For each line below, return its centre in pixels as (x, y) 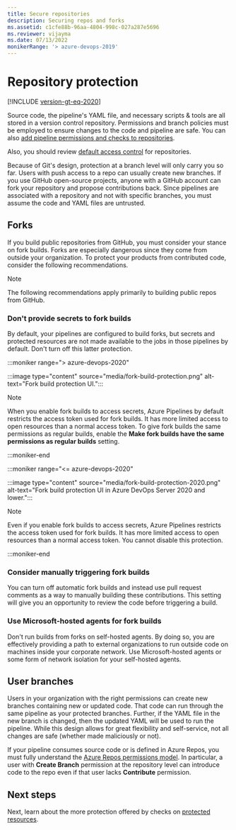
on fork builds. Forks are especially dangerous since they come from (107, 249)
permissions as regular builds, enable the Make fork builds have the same (116, 434)
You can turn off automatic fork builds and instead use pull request (105, 588)
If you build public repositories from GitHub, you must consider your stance (117, 242)
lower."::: (20, 498)
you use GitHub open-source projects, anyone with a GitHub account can (114, 180)
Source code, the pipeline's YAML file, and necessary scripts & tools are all (117, 115)
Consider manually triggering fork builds (79, 572)
